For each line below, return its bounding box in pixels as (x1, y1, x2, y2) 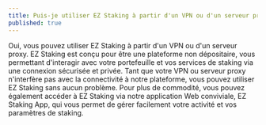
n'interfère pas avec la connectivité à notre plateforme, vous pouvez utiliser (8, 74, 255, 84)
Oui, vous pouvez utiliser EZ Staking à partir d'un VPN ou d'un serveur (8, 40, 237, 50)
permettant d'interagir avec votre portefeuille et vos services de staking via (8, 57, 253, 67)
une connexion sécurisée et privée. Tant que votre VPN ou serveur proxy (8, 66, 246, 75)
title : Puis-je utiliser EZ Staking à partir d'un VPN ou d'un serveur (8, 11, 249, 20)
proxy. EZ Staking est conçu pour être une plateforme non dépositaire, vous (8, 49, 256, 59)
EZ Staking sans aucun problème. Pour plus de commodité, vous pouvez (8, 82, 245, 92)
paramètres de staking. (8, 108, 84, 117)
